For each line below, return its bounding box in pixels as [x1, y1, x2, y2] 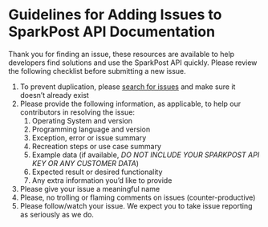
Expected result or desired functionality [31, 167, 163, 176]
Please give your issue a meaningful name [19, 184, 160, 193]
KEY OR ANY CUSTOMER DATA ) [31, 158, 139, 168]
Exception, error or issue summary [31, 132, 147, 142]
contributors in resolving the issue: [19, 107, 135, 117]
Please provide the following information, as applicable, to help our [19, 99, 242, 108]
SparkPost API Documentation [8, 22, 215, 41]
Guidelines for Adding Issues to [8, 6, 222, 24]
